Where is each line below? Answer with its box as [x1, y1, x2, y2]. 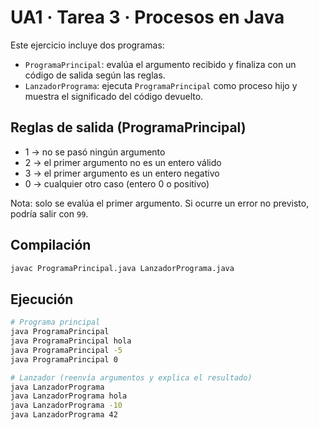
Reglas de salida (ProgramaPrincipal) [10, 119, 247, 136]
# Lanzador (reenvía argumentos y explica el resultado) [10, 372, 253, 383]
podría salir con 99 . [10, 207, 89, 220]
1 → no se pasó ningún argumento [24, 146, 166, 158]
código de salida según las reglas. [24, 69, 166, 81]
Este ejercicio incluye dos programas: [10, 39, 165, 51]
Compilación [10, 237, 92, 254]
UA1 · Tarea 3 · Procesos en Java [10, 6, 285, 29]
